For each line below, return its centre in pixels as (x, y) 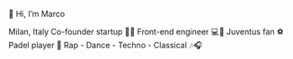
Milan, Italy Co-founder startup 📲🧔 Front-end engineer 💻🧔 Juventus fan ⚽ (146, 32)
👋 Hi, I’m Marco (37, 14)
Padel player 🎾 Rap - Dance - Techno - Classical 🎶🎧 (106, 45)
